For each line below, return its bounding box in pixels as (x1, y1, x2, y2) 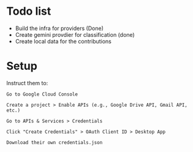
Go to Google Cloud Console (6, 91, 78, 97)
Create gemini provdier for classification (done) (15, 31, 135, 38)
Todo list (6, 4, 51, 18)
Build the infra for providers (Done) (15, 25, 104, 32)
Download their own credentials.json (6, 139, 103, 145)
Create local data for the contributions (15, 37, 112, 45)
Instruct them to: (6, 79, 48, 86)
